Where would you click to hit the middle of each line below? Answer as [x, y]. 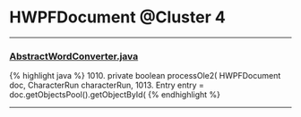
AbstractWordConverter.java [74, 56]
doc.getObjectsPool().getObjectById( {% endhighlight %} [115, 95]
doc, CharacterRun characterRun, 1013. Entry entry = [107, 85]
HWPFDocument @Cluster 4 [117, 17]
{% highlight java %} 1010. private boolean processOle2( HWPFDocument [145, 76]
